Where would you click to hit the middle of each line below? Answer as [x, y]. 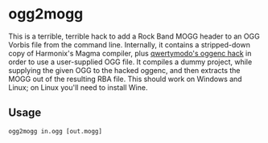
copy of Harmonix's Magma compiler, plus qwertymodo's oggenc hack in [130, 53]
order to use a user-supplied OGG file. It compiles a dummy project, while [130, 62]
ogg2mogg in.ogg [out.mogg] [56, 131]
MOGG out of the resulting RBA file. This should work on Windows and [126, 79]
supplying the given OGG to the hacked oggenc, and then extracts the [124, 70]
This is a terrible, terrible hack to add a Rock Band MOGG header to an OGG [134, 36]
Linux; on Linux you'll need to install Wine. [78, 87]
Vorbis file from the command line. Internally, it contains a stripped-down [130, 44]
